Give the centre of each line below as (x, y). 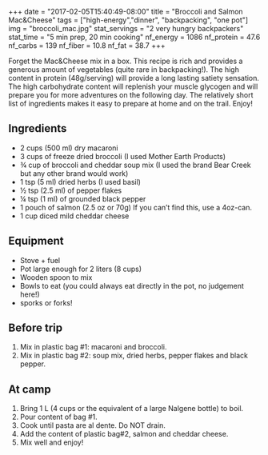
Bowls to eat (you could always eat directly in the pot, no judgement (132, 285)
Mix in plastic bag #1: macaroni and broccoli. (93, 347)
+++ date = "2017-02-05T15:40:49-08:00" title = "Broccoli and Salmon (126, 12)
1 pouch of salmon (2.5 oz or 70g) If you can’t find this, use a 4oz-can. (136, 207)
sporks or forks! (46, 302)
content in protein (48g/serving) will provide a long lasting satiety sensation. (134, 78)
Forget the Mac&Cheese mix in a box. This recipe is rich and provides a (126, 61)
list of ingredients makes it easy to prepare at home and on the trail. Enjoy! (131, 104)
